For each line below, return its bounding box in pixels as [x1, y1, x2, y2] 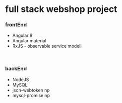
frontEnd [5, 21, 27, 28]
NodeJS [12, 76, 29, 83]
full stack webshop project [5, 3, 118, 15]
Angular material [12, 38, 46, 44]
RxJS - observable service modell [12, 43, 82, 49]
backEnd [5, 65, 27, 72]
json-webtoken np [12, 87, 50, 93]
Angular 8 [12, 32, 33, 38]
